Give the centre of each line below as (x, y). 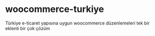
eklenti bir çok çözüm (28, 28)
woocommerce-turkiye (55, 9)
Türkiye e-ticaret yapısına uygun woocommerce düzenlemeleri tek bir (77, 23)
